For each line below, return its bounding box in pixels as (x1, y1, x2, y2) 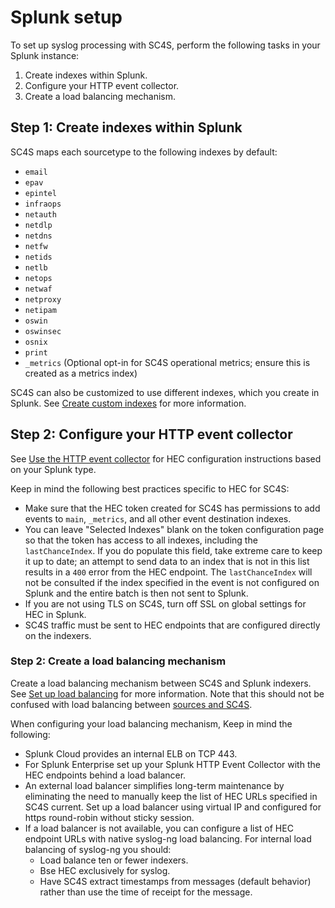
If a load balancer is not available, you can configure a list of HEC (24, 822, 294, 834)
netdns (24, 231, 53, 241)
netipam (24, 305, 57, 315)
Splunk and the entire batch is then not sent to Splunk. (24, 587, 249, 599)
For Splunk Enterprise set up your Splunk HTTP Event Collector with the (24, 758, 321, 770)
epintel (24, 188, 57, 198)
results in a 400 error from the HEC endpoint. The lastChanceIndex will (24, 566, 313, 578)
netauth (24, 209, 57, 220)
